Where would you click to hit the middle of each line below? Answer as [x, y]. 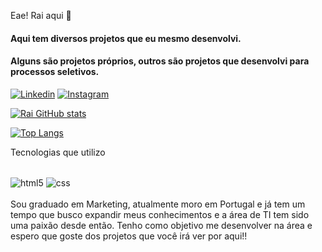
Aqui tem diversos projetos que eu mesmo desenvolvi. [126, 38]
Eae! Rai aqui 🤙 [41, 15]
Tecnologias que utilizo [58, 152]
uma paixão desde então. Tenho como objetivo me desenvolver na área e [161, 226]
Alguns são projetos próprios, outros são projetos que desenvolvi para [160, 61]
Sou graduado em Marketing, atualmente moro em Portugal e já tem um [158, 204]
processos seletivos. [55, 72]
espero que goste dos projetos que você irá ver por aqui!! [129, 236]
